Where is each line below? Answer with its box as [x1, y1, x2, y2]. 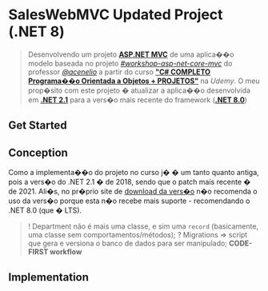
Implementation [8, 270, 90, 284]
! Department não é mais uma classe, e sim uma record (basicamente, [27, 221, 258, 231]
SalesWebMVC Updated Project [8, 6, 223, 24]
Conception [8, 145, 68, 159]
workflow [49, 247, 82, 257]
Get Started [8, 118, 67, 133]
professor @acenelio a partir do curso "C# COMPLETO [27, 66, 210, 77]
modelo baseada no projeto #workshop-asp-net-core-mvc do [27, 58, 233, 68]
